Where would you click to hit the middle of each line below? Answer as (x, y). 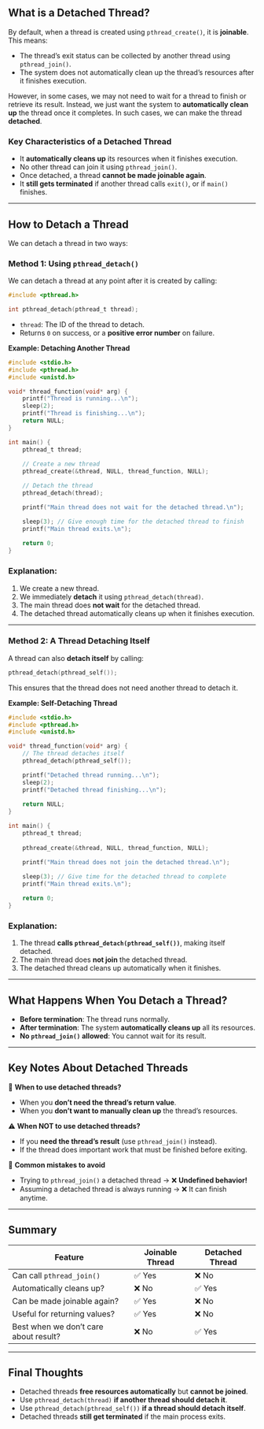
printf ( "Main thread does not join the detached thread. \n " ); (126, 862)
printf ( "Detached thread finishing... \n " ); (95, 790)
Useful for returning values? (64, 1313)
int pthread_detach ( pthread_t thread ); (73, 310)
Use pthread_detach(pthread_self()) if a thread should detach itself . (132, 1409)
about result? (36, 1336)
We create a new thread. (59, 588)
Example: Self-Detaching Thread (63, 703)
